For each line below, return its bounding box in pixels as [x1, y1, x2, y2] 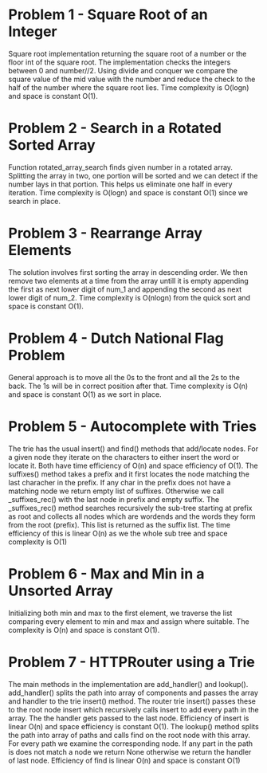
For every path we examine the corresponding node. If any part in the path [8, 739, 253, 748]
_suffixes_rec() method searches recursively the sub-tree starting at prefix [8, 503, 253, 512]
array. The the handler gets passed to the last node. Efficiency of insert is [8, 713, 249, 723]
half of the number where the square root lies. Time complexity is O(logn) [8, 82, 249, 92]
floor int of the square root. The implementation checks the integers [8, 57, 231, 67]
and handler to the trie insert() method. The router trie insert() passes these [8, 696, 257, 706]
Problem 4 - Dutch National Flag [8, 329, 225, 347]
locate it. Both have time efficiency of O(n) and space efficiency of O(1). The [8, 461, 258, 470]
